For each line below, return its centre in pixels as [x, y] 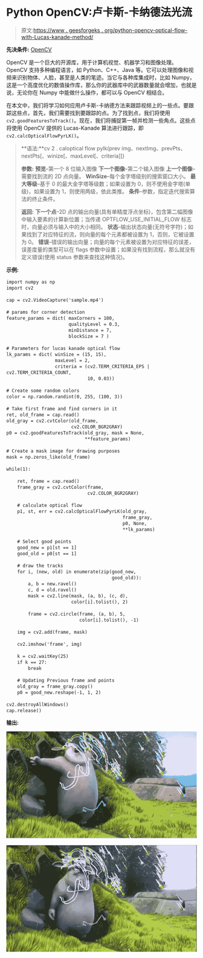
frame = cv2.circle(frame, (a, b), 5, [77, 614]
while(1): [19, 469]
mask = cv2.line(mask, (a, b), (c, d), [78, 596]
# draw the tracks [40, 566]
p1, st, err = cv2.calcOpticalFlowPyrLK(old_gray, [82, 511]
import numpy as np [31, 282]
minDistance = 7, [90, 330]
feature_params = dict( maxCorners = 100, [60, 318]
